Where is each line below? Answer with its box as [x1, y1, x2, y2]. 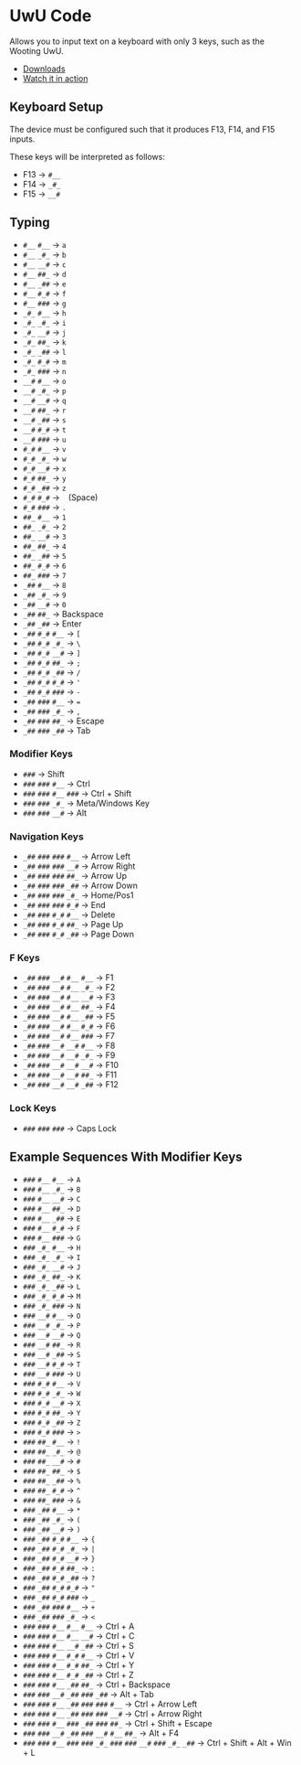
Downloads [22, 63, 66, 74]
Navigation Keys [9, 829, 84, 842]
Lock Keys [9, 1102, 57, 1115]
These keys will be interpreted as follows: [9, 151, 166, 162]
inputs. [9, 134, 36, 144]
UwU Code [9, 5, 92, 27]
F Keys [9, 952, 41, 965]
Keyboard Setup [9, 100, 104, 115]
